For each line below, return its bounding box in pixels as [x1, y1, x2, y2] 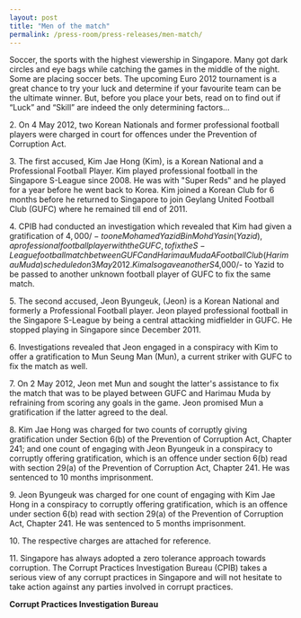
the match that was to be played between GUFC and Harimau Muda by [9, 388, 271, 399]
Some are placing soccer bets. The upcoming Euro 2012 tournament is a [9, 74, 277, 84]
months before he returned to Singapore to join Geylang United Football [9, 194, 275, 205]
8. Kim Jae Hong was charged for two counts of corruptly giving [9, 424, 248, 436]
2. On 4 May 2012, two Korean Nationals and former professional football [9, 119, 280, 130]
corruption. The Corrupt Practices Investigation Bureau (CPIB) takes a [9, 562, 268, 573]
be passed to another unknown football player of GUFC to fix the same [9, 269, 271, 279]
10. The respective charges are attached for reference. [9, 535, 211, 546]
